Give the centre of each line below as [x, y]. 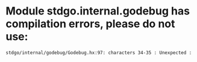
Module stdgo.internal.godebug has [98, 11]
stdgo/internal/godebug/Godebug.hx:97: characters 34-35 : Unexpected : [99, 52]
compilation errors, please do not [90, 24]
